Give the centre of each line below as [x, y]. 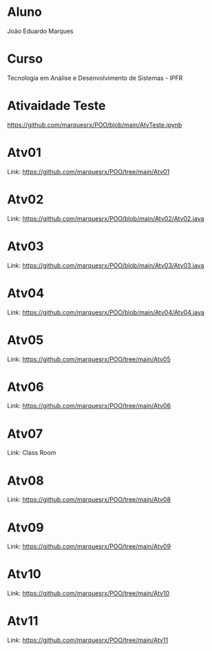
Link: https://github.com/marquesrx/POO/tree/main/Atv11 [88, 640]
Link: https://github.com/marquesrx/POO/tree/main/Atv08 [89, 500]
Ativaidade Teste [56, 106]
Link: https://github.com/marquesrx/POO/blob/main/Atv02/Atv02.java [106, 218]
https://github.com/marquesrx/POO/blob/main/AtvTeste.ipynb [95, 125]
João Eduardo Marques [40, 31]
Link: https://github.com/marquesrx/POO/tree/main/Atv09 [89, 546]
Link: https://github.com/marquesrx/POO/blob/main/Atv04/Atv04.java [106, 312]
